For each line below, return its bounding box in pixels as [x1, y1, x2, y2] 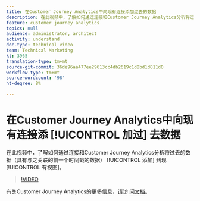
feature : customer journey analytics [6, 20, 100, 26]
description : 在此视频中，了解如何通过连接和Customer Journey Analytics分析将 [6, 14, 190, 20]
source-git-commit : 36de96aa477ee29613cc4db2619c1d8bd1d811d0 [6, 64, 164, 70]
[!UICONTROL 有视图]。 [6, 164, 65, 171]
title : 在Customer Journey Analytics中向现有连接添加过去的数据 [6, 8, 157, 15]
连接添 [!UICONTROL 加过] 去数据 [17, 128, 181, 142]
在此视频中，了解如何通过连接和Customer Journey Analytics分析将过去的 [6, 149, 186, 156]
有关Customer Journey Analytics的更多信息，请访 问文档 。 [6, 188, 151, 195]
